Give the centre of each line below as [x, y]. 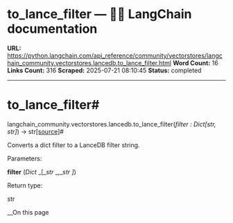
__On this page [28, 212]
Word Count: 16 [196, 63]
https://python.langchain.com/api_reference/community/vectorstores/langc [115, 56]
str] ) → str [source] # [36, 131]
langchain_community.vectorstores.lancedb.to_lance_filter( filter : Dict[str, [112, 124]
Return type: [25, 185]
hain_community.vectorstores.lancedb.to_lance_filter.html [89, 63]
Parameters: [25, 158]
